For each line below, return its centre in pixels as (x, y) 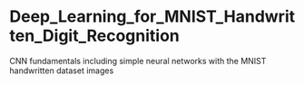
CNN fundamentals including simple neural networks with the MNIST (138, 61)
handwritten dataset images (62, 71)
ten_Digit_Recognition (94, 36)
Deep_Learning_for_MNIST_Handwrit (152, 17)
